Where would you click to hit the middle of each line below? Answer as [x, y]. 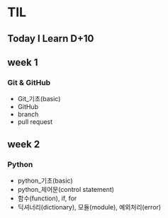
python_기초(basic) [45, 180]
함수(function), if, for [47, 198]
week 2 [24, 144]
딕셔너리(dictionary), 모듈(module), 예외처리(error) [89, 207]
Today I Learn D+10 [51, 39]
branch [28, 115]
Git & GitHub [29, 82]
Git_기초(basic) [39, 99]
